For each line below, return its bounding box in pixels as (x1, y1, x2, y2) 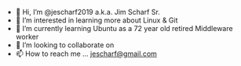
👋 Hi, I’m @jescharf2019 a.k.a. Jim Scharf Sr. (15, 8, 161, 16)
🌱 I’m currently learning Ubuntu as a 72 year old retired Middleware (15, 24, 233, 33)
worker (15, 32, 39, 41)
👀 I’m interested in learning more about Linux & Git (15, 16, 178, 25)
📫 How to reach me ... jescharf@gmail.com (15, 49, 157, 58)
